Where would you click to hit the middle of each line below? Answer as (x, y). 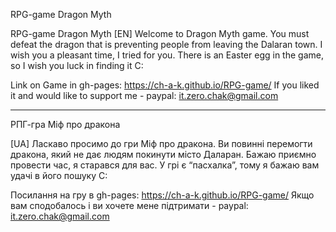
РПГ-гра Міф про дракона (65, 124)
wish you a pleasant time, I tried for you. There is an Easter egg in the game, (167, 55)
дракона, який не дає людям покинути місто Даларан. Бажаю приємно (163, 154)
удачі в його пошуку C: (59, 175)
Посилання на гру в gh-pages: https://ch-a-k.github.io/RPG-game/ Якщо (162, 195)
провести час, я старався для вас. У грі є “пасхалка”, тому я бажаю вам (165, 165)
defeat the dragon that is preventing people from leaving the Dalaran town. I (166, 44)
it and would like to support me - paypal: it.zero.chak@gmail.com (144, 95)
